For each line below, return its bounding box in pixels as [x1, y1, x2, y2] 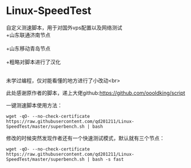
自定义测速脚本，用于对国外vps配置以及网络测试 [6, 24, 123, 31]
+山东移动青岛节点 [6, 45, 51, 52]
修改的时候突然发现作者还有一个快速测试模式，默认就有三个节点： [6, 134, 165, 141]
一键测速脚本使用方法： [6, 101, 62, 108]
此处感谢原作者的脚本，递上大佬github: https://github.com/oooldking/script [6, 89, 186, 96]
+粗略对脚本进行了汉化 [6, 58, 61, 65]
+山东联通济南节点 [6, 31, 51, 38]
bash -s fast [92, 156, 124, 162]
